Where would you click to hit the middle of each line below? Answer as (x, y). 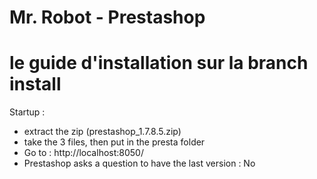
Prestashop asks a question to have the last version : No (139, 163)
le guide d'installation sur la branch (159, 63)
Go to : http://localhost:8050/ (83, 153)
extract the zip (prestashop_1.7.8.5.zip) (102, 132)
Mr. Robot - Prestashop (107, 17)
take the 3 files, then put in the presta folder (114, 142)
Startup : (27, 112)
